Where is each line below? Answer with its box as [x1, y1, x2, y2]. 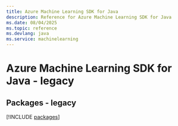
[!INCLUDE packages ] [6, 114, 60, 120]
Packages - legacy [6, 98, 76, 108]
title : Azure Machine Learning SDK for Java [6, 8, 118, 15]
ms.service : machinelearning [6, 36, 79, 42]
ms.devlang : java [6, 31, 49, 37]
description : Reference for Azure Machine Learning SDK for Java [6, 14, 171, 20]
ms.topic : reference [6, 25, 58, 31]
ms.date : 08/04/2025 [6, 20, 58, 25]
